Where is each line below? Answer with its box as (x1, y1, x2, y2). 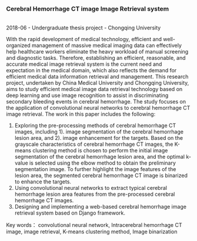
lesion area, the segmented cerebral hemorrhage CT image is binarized (14, 172, 188, 179)
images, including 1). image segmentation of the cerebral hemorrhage (14, 128, 184, 135)
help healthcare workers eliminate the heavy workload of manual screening (6, 48, 189, 55)
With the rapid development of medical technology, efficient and (6, 36, 162, 43)
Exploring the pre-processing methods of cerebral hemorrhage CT (14, 122, 176, 129)
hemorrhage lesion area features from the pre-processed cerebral (14, 190, 175, 198)
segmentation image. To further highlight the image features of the (14, 166, 176, 173)
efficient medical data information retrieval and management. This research (6, 73, 189, 81)
